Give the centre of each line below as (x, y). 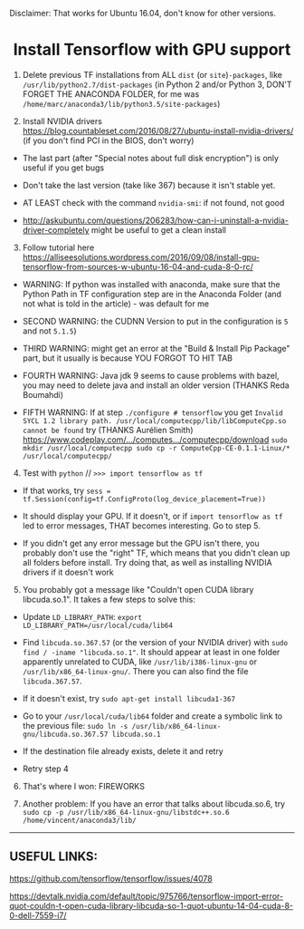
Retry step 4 (46, 769)
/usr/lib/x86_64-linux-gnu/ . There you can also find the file (135, 671)
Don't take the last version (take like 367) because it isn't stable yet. (149, 185)
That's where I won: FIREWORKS (83, 786)
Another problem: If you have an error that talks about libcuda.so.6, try (154, 803)
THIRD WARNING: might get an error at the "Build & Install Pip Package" (157, 348)
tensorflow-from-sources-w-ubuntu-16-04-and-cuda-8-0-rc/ (138, 266)
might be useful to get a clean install (159, 229)
